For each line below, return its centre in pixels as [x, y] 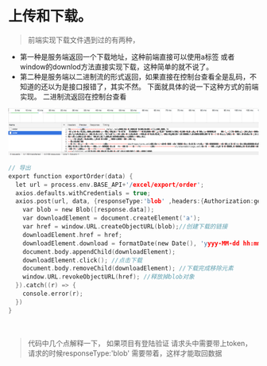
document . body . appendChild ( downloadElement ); [99, 251]
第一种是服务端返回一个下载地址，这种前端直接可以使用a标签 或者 [127, 56]
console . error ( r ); [53, 294]
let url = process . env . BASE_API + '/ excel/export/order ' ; [110, 185]
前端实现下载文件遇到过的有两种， [83, 40]
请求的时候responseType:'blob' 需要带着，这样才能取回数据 [125, 353]
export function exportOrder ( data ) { [71, 176]
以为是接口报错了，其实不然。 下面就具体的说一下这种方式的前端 [153, 86]
